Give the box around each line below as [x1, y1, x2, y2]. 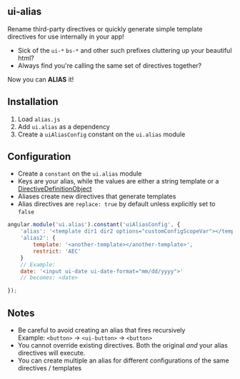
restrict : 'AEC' [33, 248, 81, 255]
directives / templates [17, 364, 82, 372]
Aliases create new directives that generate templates [17, 192, 176, 201]
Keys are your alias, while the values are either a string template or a [17, 177, 219, 186]
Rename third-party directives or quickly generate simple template [7, 24, 203, 33]
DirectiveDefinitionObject [17, 185, 92, 193]
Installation [7, 96, 59, 108]
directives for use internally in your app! [7, 32, 125, 41]
